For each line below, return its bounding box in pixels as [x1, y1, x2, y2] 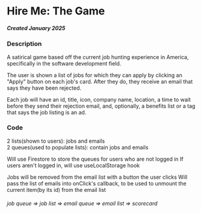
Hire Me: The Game [7, 4, 105, 18]
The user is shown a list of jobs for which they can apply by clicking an [7, 71, 182, 79]
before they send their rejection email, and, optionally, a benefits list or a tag [7, 102, 196, 110]
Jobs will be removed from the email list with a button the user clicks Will [7, 173, 188, 181]
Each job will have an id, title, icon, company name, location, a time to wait [7, 96, 191, 103]
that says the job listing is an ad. [7, 108, 87, 116]
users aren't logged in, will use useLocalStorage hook [7, 161, 140, 169]
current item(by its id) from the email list [7, 186, 106, 193]
